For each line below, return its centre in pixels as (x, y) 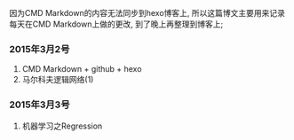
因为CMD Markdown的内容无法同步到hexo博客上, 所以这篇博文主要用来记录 (147, 13)
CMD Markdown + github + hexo (82, 69)
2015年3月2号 (40, 49)
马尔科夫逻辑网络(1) (58, 80)
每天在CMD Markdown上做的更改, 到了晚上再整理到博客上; (116, 24)
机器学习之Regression (62, 126)
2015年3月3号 (40, 105)
